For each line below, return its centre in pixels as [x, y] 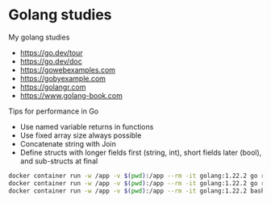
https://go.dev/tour [51, 52]
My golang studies [39, 37]
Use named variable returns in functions [87, 126]
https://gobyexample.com [63, 78]
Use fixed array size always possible [81, 135]
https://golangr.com [53, 87]
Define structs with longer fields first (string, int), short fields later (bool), [141, 152]
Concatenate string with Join [68, 143]
